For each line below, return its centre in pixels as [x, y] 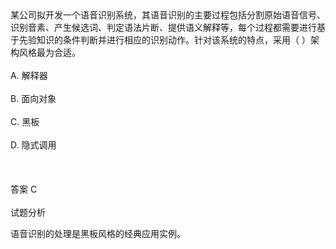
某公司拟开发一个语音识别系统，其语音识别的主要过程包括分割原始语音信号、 [168, 15]
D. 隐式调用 [33, 145]
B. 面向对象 [33, 98]
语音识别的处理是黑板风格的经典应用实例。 [98, 233]
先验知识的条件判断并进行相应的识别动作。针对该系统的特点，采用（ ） [164, 40]
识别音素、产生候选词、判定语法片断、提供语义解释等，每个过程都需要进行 [163, 27]
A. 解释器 [29, 75]
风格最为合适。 [49, 52]
